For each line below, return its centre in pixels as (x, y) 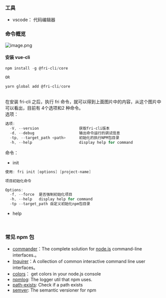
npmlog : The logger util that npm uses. (52, 279)
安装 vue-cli (18, 57)
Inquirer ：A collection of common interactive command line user (79, 261)
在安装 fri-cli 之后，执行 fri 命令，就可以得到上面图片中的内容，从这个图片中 (83, 102)
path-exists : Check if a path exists (47, 285)
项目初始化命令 (18, 181)
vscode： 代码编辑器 (34, 20)
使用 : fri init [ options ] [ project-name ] (48, 172)
